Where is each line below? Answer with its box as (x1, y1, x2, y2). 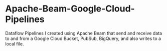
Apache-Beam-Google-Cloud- (5, 3, 135, 14)
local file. (5, 40, 24, 46)
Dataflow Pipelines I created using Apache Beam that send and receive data (5, 30, 162, 36)
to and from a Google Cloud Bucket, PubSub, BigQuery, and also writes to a (5, 35, 161, 41)
